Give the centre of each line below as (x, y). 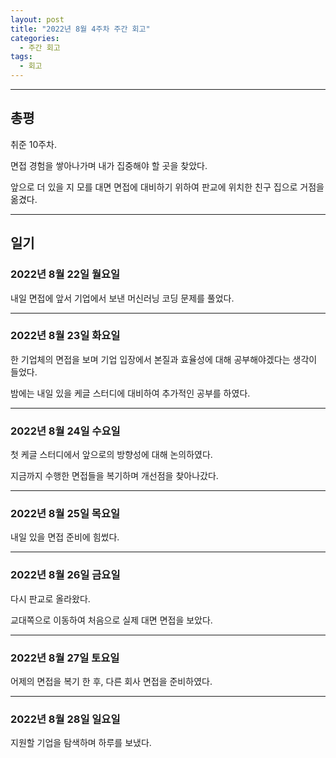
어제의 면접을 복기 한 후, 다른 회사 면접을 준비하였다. (111, 681)
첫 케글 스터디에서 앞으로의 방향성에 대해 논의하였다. (111, 455)
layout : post (37, 19)
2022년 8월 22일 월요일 (65, 274)
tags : (21, 57)
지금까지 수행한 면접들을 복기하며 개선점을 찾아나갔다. (114, 476)
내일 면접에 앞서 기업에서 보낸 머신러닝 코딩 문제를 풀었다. (122, 298)
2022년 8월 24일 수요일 (65, 431)
